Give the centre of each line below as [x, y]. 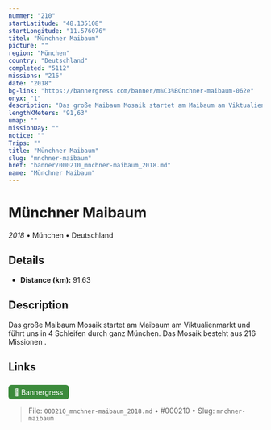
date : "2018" [30, 83]
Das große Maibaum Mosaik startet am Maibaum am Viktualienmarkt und [129, 325]
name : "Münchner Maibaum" [52, 173]
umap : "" [23, 121]
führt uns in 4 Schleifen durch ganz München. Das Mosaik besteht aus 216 [132, 333]
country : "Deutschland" [48, 61]
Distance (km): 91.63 [55, 279]
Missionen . [27, 341]
